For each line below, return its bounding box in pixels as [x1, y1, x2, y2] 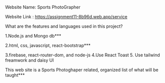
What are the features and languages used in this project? [5, 23, 123, 29]
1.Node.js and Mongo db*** [5, 33, 62, 39]
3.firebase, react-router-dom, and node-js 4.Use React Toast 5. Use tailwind [5, 52, 161, 58]
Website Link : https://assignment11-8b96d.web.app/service [5, 14, 127, 19]
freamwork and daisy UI [5, 57, 54, 63]
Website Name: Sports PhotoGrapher [5, 4, 81, 10]
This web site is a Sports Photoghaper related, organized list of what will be [5, 67, 159, 73]
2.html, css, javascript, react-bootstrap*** [5, 42, 91, 48]
